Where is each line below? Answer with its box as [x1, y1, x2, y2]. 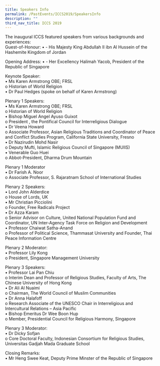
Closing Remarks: [5, 350, 40, 356]
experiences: [5, 39, 32, 45]
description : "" [5, 16, 38, 21]
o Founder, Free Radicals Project [5, 205, 70, 210]
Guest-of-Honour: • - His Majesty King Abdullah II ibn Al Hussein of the [5, 44, 148, 50]
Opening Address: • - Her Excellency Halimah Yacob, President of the [5, 59, 144, 64]
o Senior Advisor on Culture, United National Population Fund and [5, 215, 136, 221]
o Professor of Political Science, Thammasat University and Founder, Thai [5, 230, 152, 236]
